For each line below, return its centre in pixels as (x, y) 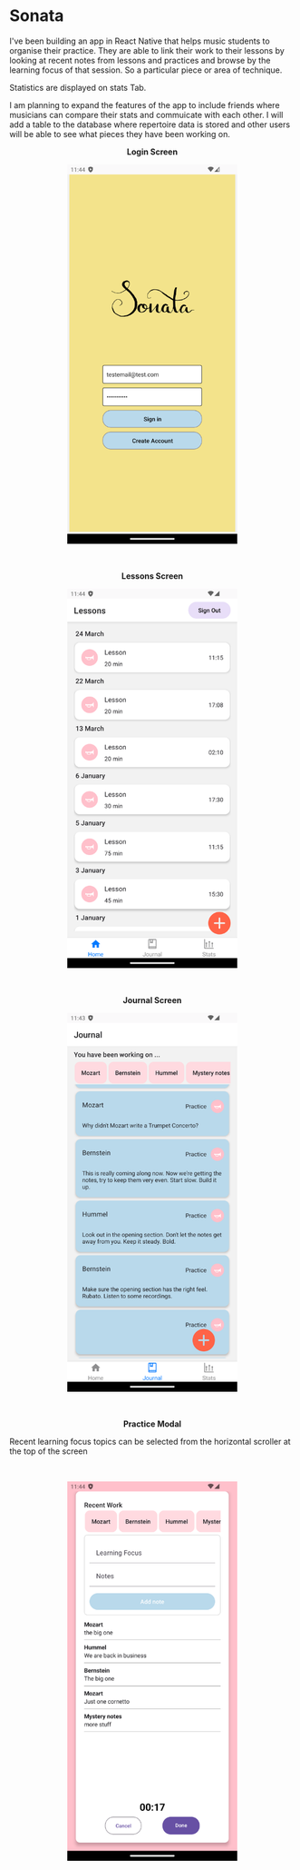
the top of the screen (48, 1451)
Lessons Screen (152, 576)
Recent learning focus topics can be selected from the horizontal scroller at (150, 1442)
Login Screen (152, 152)
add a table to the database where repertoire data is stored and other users (150, 124)
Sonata (37, 16)
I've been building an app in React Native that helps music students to (140, 41)
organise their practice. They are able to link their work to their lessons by (147, 50)
